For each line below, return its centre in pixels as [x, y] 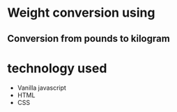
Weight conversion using [81, 13]
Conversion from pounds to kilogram [89, 39]
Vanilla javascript [41, 88]
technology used [57, 68]
